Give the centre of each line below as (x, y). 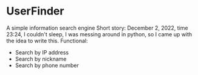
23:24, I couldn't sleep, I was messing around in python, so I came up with (99, 34)
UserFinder (35, 11)
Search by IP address (42, 52)
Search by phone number (47, 65)
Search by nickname (41, 59)
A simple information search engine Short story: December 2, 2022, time (97, 28)
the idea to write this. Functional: (47, 41)
